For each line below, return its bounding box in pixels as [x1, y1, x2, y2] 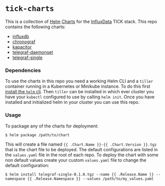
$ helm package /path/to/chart [5, 132, 70, 137]
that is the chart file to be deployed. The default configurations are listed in [5, 146, 158, 152]
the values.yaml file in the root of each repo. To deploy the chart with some [5, 152, 159, 158]
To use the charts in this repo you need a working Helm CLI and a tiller [5, 78, 154, 84]
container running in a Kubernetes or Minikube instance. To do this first [5, 83, 151, 89]
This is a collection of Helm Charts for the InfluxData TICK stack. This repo [5, 18, 158, 24]
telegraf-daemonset [12, 49, 54, 55]
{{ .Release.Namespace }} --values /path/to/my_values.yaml [27, 176, 154, 181]
